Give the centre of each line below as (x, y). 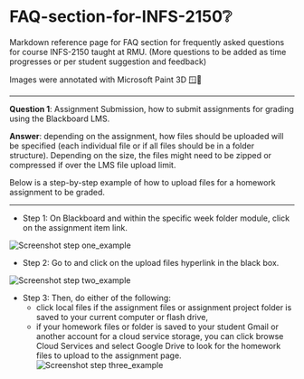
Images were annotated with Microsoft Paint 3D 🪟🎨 (105, 80)
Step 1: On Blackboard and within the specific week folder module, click (156, 218)
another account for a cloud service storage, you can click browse (160, 336)
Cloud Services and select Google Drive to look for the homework (158, 346)
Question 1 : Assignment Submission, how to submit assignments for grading (152, 109)
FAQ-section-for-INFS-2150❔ (121, 17)
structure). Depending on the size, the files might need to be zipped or (141, 155)
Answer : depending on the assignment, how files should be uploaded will (147, 136)
